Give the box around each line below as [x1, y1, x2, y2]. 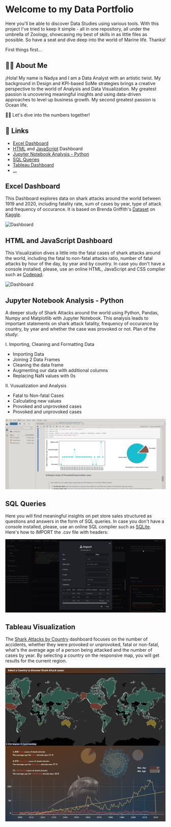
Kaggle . [5, 211, 22, 218]
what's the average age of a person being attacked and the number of [5, 647, 153, 653]
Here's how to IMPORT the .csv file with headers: [5, 529, 108, 536]
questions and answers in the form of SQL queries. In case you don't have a [5, 518, 164, 524]
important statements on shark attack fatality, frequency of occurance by [5, 321, 159, 327]
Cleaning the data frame [12, 362, 64, 368]
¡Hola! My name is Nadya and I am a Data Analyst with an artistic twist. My [5, 75, 161, 81]
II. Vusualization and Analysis [5, 383, 67, 388]
